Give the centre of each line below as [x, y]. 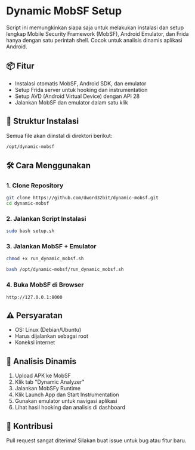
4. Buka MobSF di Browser [45, 285]
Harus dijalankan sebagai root [51, 336]
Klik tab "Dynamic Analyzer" [49, 382]
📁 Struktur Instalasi [43, 121]
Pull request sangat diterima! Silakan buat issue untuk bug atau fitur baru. [96, 440]
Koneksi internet [35, 343]
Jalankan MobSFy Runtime [48, 389]
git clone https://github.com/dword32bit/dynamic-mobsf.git [83, 198]
